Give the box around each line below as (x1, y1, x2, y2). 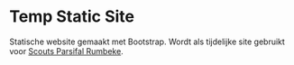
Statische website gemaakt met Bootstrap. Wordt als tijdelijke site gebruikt (9, 36, 286, 47)
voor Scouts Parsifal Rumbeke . (9, 45, 124, 56)
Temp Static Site (9, 6, 135, 27)
